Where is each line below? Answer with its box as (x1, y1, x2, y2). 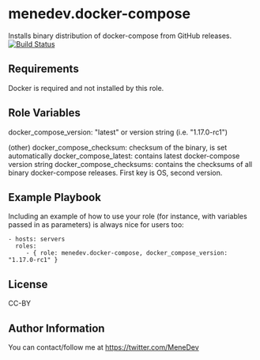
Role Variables (8, 106, 81, 119)
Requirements (8, 63, 79, 76)
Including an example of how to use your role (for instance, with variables (8, 211, 247, 222)
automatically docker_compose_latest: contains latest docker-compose (8, 151, 240, 161)
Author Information (8, 321, 105, 335)
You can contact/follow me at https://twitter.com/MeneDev (8, 343, 199, 352)
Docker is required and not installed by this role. (8, 83, 164, 93)
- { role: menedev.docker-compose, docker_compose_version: (25, 249, 228, 257)
